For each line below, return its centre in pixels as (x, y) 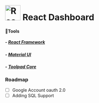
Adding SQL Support (33, 95)
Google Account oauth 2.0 (39, 90)
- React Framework (25, 42)
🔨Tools (12, 31)
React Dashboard (58, 17)
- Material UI (18, 54)
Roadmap (17, 79)
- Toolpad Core (21, 67)
